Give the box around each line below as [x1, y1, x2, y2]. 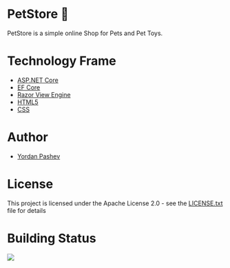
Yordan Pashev [17, 152, 61, 161]
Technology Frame [7, 53, 117, 69]
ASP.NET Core [17, 76, 59, 84]
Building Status [7, 230, 96, 246]
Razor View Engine [17, 90, 71, 99]
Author [7, 130, 48, 145]
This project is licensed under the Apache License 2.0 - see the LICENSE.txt [7, 199, 223, 207]
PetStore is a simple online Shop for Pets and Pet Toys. [7, 29, 163, 37]
